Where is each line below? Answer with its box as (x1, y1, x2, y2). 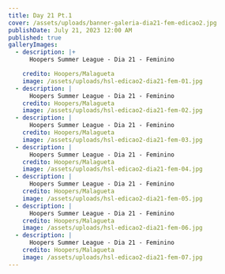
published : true (8, 33, 62, 42)
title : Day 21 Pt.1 (8, 11, 73, 20)
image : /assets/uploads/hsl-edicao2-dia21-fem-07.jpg (22, 253, 203, 261)
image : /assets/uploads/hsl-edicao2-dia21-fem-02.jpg (22, 107, 203, 114)
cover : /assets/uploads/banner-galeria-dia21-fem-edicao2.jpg (8, 19, 217, 27)
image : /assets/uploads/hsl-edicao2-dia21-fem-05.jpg (22, 194, 203, 202)
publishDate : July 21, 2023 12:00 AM (8, 26, 133, 34)
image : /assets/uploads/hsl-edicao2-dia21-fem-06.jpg (22, 224, 203, 232)
